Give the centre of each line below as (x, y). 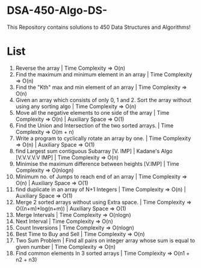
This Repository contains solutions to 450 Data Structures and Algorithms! (99, 27)
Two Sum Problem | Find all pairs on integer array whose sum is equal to (105, 240)
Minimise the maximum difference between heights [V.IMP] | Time (97, 163)
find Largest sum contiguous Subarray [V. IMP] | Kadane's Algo (94, 151)
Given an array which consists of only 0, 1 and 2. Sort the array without (103, 100)
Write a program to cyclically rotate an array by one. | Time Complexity (103, 138)
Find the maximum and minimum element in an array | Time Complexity (104, 74)
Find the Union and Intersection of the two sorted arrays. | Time (94, 125)
